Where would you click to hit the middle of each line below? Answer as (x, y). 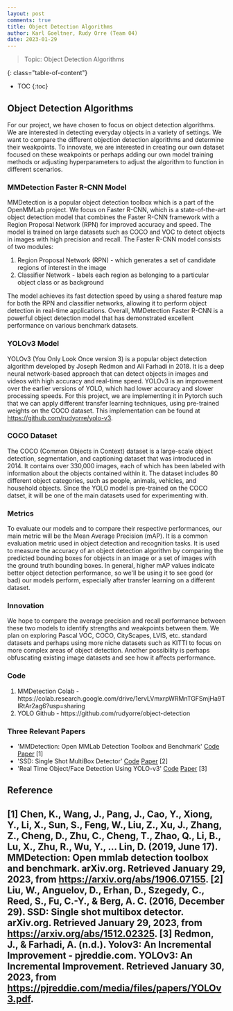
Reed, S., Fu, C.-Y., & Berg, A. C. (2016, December (116, 901)
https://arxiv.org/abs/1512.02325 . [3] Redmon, (111, 933)
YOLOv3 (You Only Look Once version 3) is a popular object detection (107, 358)
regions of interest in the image (62, 268)
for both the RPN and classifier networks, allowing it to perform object (107, 303)
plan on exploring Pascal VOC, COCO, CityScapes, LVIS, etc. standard (107, 636)
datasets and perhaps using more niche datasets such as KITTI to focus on (114, 643)
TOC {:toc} (33, 86)
